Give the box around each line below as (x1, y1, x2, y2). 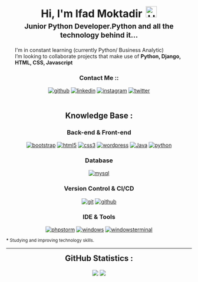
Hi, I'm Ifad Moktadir (41, 7, 143, 21)
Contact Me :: (79, 74, 119, 82)
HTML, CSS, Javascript (14, 59, 73, 66)
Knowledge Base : (65, 110, 133, 120)
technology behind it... (60, 30, 138, 40)
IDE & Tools (82, 212, 116, 221)
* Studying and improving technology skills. (6, 238, 94, 244)
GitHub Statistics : (64, 254, 134, 264)
